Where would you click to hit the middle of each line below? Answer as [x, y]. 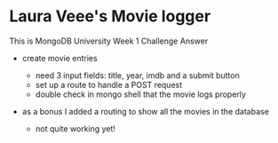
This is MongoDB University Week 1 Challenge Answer [109, 41]
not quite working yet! [75, 128]
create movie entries [60, 58]
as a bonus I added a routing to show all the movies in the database [145, 111]
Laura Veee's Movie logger [110, 16]
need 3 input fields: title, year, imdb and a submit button [137, 75]
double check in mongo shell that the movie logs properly [141, 94]
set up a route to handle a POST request [109, 84]
